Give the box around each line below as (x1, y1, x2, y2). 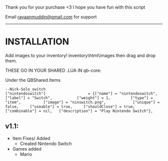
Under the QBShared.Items (5, 77, 61, 83)
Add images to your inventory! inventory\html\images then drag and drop (5, 52, 156, 58)
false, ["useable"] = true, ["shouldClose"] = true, (5, 104, 135, 109)
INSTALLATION (5, 36, 69, 47)
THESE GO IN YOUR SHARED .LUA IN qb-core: (5, 67, 101, 73)
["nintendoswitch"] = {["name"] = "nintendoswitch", (5, 91, 157, 96)
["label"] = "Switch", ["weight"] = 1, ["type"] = (5, 95, 153, 100)
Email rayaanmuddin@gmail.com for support (5, 14, 97, 19)
